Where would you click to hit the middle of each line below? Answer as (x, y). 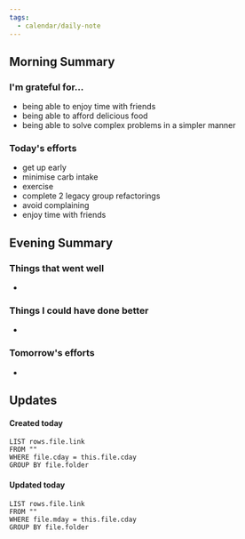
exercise (38, 187)
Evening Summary (61, 242)
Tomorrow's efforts (52, 353)
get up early (44, 168)
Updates (33, 401)
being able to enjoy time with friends (89, 107)
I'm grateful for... (47, 87)
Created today (36, 422)
